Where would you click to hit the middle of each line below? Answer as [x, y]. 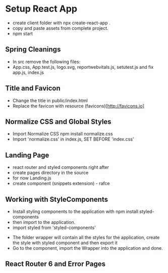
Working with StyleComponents [57, 199]
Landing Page [27, 155]
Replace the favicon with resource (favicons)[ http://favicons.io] [78, 106]
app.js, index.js [28, 72]
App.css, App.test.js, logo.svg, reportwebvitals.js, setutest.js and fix [83, 67]
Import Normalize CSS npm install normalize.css [63, 134]
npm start [22, 33]
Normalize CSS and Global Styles [59, 122]
